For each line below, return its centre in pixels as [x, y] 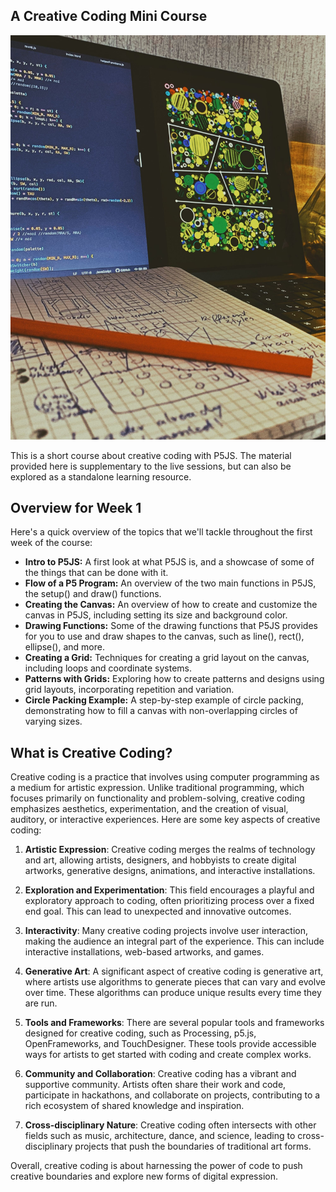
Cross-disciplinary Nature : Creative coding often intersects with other [170, 1125]
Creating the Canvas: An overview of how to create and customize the [171, 605]
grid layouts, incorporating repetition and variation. [129, 690]
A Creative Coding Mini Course [109, 16]
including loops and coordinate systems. [108, 668]
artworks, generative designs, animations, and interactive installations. [170, 871]
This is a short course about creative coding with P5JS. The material [151, 455]
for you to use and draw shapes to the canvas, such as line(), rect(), [164, 636]
